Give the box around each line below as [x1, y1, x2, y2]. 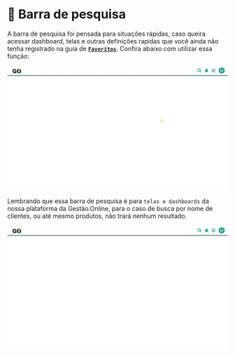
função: [7, 52, 30, 60]
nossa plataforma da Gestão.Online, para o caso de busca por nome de [7, 205, 213, 213]
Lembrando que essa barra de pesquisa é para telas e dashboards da [7, 197, 210, 205]
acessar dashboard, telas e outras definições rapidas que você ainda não [7, 36, 219, 45]
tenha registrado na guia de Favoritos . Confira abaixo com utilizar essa [7, 44, 213, 53]
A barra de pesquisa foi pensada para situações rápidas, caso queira [7, 29, 206, 38]
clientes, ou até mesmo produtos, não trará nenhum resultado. [7, 212, 187, 220]
